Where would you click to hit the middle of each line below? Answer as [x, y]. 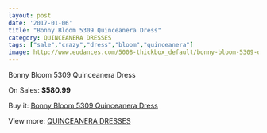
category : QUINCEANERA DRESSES [60, 38]
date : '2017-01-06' [41, 23]
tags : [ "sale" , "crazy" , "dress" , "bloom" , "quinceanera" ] [101, 45]
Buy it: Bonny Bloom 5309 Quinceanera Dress [83, 105]
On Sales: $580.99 [40, 90]
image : [19, 52]
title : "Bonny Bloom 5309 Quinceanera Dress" [85, 30]
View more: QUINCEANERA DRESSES [70, 121]
